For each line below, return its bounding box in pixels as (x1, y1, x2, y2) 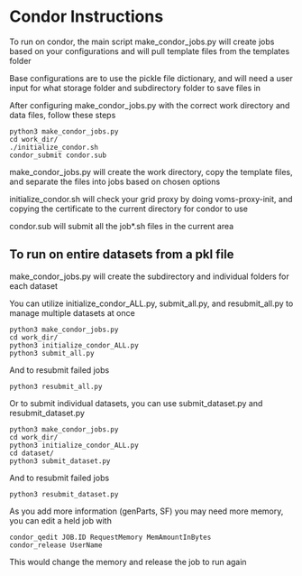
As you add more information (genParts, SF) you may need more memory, (9, 506, 284, 516)
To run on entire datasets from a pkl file (9, 246, 234, 263)
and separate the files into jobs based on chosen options (9, 176, 221, 187)
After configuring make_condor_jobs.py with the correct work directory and (9, 99, 290, 110)
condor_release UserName (9, 540, 103, 550)
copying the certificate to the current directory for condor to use (9, 203, 249, 214)
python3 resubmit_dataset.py (9, 489, 119, 498)
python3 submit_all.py (9, 348, 95, 358)
